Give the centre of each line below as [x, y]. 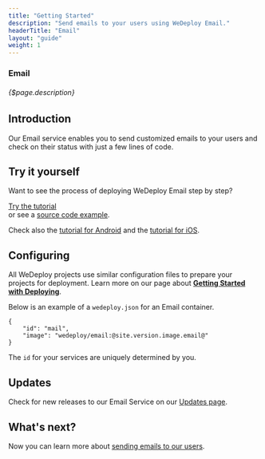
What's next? [42, 427]
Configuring [39, 255]
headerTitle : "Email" [44, 30]
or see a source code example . [59, 215]
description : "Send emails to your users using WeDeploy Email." [119, 23]
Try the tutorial [33, 206]
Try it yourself [44, 172]
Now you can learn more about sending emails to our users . [107, 446]
